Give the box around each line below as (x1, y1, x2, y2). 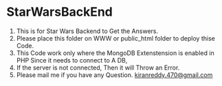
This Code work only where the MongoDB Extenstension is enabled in (16, 49, 214, 57)
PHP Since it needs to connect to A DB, (16, 56, 128, 64)
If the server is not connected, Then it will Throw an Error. (16, 63, 180, 72)
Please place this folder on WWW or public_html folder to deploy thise (16, 34, 216, 42)
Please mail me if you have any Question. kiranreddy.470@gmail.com (16, 70, 213, 79)
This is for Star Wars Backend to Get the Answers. (16, 27, 159, 35)
